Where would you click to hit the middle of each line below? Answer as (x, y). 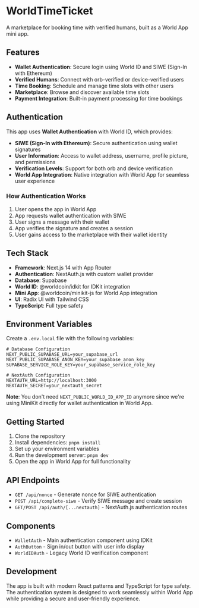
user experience (35, 181)
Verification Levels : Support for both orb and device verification (94, 168)
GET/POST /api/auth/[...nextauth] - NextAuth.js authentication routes (101, 507)
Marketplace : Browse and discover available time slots (82, 92)
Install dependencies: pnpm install (58, 443)
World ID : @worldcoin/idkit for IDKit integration (72, 286)
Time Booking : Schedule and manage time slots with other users (94, 86)
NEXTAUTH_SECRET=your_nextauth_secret (54, 386)
